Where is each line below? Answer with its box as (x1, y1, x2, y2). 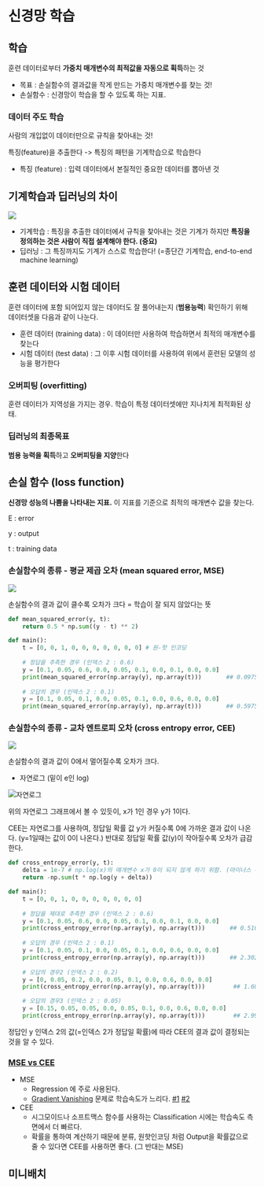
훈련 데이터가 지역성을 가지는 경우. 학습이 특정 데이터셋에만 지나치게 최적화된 (8, 399, 244, 409)
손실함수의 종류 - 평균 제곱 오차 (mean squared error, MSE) (8, 565, 225, 576)
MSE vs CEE (8, 1056, 55, 1067)
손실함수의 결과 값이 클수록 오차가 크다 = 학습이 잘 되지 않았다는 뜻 (8, 599, 212, 608)
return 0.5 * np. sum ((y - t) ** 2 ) (22, 623, 139, 630)
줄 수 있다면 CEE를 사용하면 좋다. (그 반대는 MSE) (31, 1142, 184, 1152)
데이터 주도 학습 (8, 111, 64, 122)
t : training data (8, 544, 57, 553)
